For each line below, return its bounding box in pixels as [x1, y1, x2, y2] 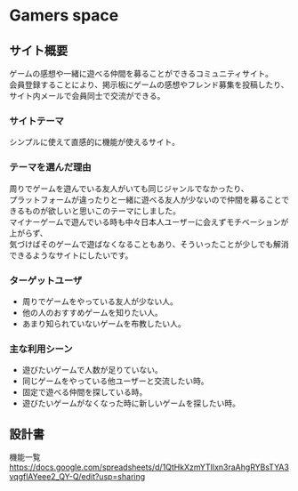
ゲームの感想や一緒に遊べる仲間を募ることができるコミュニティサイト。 [9, 68, 274, 78]
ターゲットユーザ [9, 274, 83, 286]
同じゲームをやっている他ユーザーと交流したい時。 [21, 375, 209, 387]
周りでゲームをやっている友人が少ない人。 [21, 295, 178, 307]
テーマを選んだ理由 [9, 161, 92, 173]
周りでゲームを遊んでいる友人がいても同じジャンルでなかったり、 [9, 183, 249, 194]
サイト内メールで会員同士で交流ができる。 [9, 91, 165, 101]
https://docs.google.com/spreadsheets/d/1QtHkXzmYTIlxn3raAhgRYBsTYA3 [9, 462, 289, 472]
